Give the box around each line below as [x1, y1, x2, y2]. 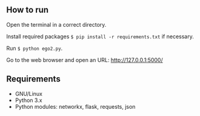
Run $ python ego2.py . [6, 44, 63, 52]
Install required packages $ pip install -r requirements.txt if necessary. [6, 33, 194, 40]
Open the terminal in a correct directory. [6, 21, 107, 28]
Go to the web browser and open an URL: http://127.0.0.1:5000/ [6, 56, 163, 63]
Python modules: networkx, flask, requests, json [15, 103, 136, 110]
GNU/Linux [15, 90, 42, 97]
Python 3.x [15, 97, 42, 104]
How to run [6, 5, 49, 15]
